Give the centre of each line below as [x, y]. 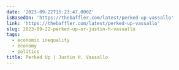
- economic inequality [41, 40]
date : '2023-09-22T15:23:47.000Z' [51, 12]
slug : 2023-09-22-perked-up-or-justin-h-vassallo [71, 29]
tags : [13, 35]
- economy [24, 46]
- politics [26, 52]
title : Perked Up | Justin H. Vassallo [57, 57]
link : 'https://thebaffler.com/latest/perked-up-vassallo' [83, 23]
